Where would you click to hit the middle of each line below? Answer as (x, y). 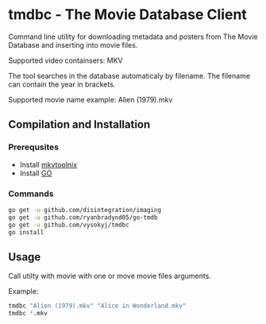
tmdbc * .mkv (28, 314)
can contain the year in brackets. (62, 84)
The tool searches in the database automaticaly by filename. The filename (129, 75)
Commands (31, 194)
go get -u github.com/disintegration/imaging (85, 210)
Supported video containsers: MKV (66, 60)
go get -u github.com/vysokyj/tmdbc (69, 225)
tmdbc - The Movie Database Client (128, 15)
